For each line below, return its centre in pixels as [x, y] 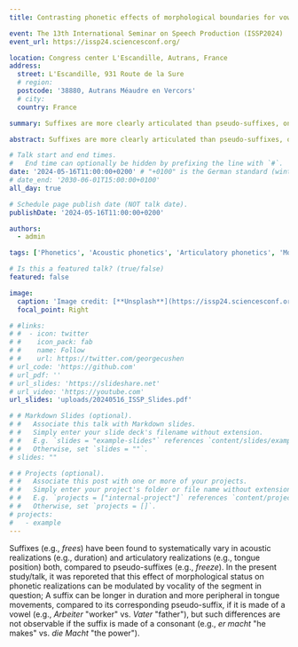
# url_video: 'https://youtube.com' [77, 391]
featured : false [39, 277]
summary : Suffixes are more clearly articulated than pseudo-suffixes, [144, 123]
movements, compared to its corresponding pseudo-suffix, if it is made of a [147, 604]
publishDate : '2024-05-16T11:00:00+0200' [87, 213]
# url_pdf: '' [35, 375]
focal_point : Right [53, 310]
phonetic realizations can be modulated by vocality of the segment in [135, 586]
